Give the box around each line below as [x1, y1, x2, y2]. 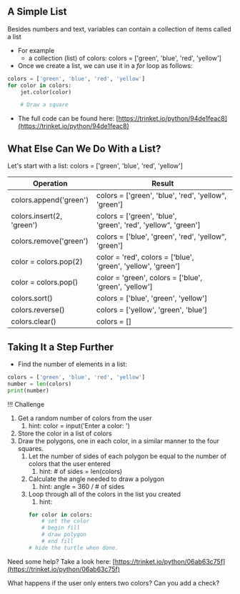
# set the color [41, 518, 90, 525]
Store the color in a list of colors [17, 429, 112, 437]
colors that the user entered [28, 459, 111, 467]
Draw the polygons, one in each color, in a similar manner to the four [17, 436, 220, 445]
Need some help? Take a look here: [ [7, 557, 116, 565]
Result [151, 179, 174, 189]
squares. [17, 444, 44, 452]
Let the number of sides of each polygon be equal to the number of [28, 452, 227, 460]
